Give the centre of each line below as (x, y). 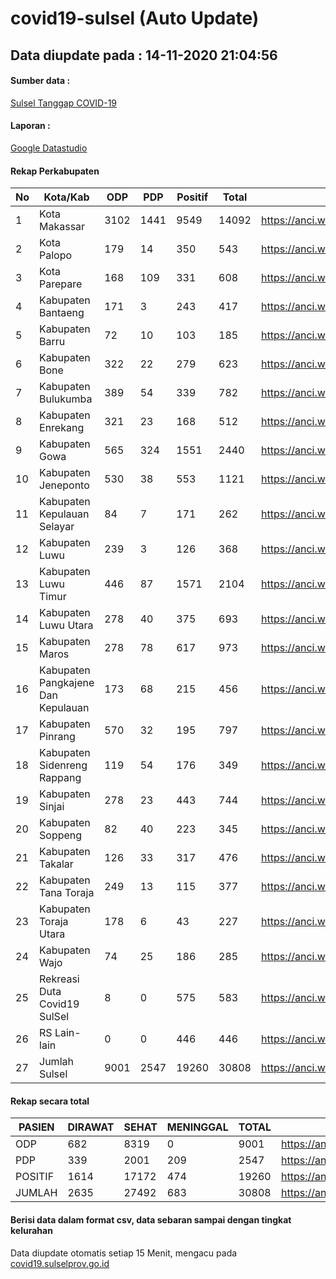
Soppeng (61, 835)
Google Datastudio (49, 148)
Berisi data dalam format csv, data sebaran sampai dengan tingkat (151, 1219)
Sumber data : (40, 81)
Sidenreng (63, 765)
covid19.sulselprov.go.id (60, 1263)
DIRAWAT (91, 1127)
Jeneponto (64, 485)
